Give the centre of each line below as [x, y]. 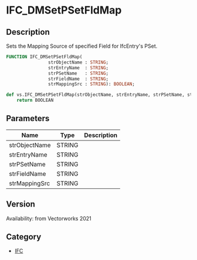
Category [24, 237]
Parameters [28, 119]
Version [21, 204]
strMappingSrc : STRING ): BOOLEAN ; [91, 84]
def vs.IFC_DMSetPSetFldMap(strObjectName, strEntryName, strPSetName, [95, 95]
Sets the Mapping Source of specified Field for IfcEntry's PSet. [82, 46]
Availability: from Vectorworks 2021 [49, 218]
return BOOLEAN [35, 101]
